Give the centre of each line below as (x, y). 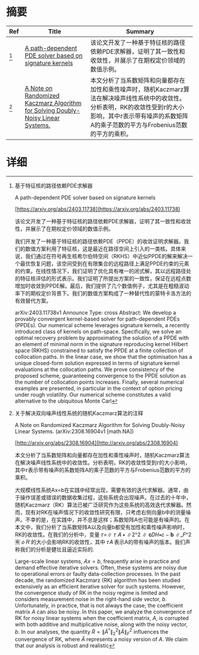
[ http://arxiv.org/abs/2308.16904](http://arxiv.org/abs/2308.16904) (96, 442)
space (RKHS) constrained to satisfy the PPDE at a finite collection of (99, 350)
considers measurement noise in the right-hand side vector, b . (91, 599)
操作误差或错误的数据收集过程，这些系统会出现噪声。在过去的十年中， (105, 497)
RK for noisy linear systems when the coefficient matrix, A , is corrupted (102, 618)
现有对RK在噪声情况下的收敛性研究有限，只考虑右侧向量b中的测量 (105, 512)
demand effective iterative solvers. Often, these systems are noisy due (101, 567)
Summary (140, 31)
